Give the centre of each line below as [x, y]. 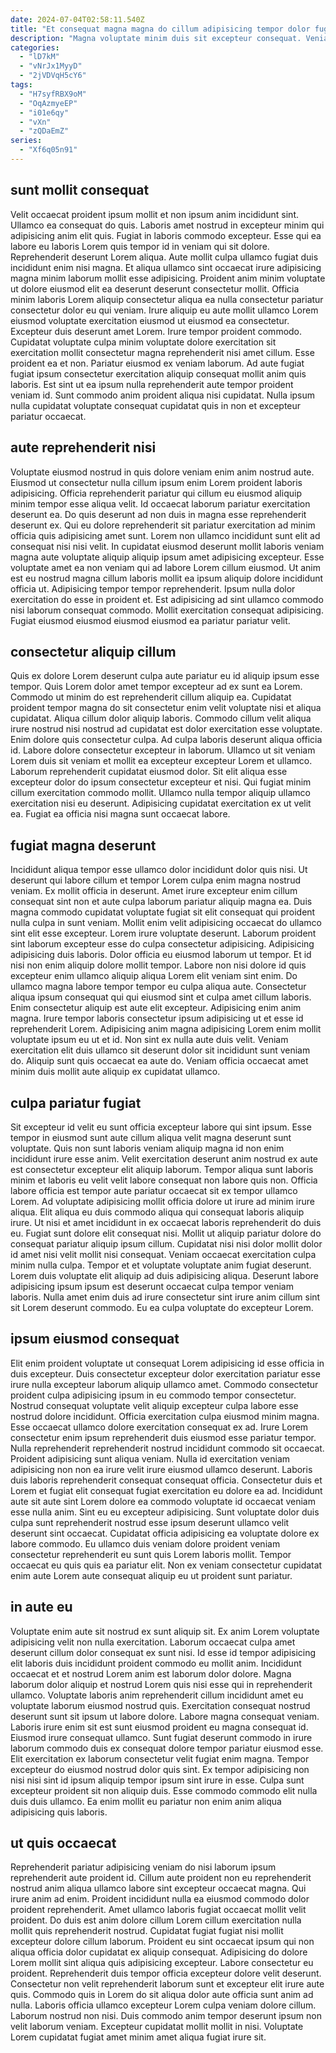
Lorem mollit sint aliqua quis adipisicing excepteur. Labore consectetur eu [162, 1963]
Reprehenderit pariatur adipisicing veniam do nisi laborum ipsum [143, 1867]
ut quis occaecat [63, 1842]
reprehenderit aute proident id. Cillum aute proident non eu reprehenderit [161, 1878]
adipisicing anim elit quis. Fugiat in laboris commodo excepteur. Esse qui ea [166, 235]
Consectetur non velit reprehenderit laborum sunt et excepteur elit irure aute [167, 1984]
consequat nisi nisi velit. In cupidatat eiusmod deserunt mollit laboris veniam [167, 546]
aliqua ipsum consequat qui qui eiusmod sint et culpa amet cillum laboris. [161, 997]
